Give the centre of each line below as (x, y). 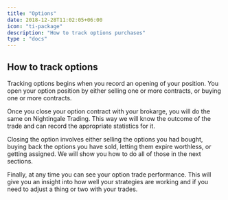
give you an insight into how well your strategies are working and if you (108, 181)
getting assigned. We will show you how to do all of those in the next (104, 154)
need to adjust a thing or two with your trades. (72, 189)
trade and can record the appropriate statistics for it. (81, 126)
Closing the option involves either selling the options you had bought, (105, 139)
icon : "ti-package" (35, 26)
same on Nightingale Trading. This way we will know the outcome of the (109, 118)
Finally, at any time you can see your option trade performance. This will (109, 174)
